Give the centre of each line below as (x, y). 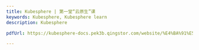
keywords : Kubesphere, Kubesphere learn (57, 17)
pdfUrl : (16, 33)
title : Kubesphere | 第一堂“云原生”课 (51, 11)
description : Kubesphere (37, 22)
